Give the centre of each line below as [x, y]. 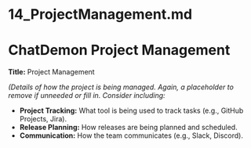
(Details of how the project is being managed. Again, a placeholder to [121, 87]
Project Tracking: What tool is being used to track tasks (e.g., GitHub [131, 110]
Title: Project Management [52, 72]
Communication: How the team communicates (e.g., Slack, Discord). [131, 135]
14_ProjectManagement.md [100, 14]
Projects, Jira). [43, 119]
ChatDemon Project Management [119, 51]
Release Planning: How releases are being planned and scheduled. [128, 128]
